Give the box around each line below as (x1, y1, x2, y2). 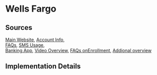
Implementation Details (5, 62, 81, 71)
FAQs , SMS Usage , (5, 42, 45, 48)
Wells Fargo (5, 3, 57, 15)
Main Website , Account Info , (5, 36, 65, 43)
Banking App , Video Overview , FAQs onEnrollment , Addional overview (5, 48, 152, 53)
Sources (5, 23, 33, 32)
